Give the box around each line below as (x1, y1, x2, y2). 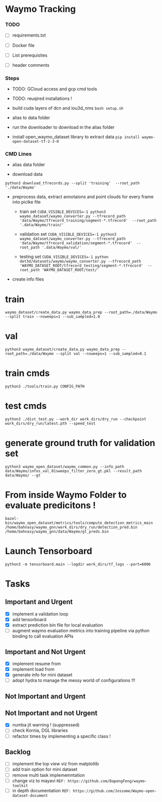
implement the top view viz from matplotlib (12, 761, 99, 767)
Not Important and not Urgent (5, 709, 97, 717)
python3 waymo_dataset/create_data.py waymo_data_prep (5, 347, 120, 352)
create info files (12, 276, 44, 282)
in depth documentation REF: (12, 787, 71, 794)
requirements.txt (12, 32, 46, 38)
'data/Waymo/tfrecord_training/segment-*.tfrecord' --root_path (19, 218, 157, 223)
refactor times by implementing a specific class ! (12, 733, 111, 739)
